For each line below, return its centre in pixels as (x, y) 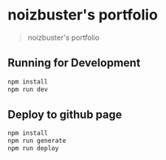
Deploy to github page (65, 114)
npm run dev (28, 89)
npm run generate (37, 141)
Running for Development (74, 63)
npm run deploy (33, 149)
